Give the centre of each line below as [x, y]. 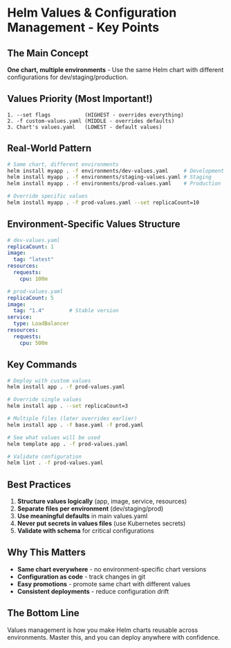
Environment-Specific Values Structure [94, 224]
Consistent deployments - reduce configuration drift [93, 591]
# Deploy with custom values [49, 381]
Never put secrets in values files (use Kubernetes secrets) [101, 523]
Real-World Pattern [49, 148]
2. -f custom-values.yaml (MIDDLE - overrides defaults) [91, 121]
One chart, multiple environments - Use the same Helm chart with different [115, 70]
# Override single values [44, 400]
